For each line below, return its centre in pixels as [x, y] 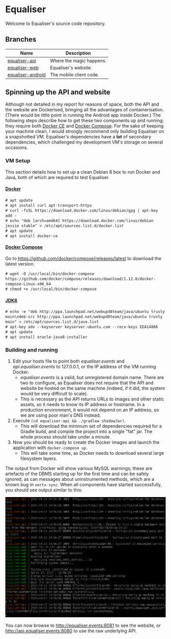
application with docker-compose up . [50, 447]
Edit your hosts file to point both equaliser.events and [68, 361]
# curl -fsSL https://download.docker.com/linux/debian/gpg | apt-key [82, 210]
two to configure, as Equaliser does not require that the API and [87, 383]
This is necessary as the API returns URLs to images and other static [92, 399]
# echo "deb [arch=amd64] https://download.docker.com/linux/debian [79, 221]
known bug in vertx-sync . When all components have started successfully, [83, 484]
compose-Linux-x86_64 [28, 284]
